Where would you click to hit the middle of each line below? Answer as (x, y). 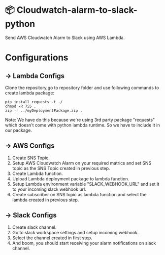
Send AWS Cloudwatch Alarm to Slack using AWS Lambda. (65, 38)
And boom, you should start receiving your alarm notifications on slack (84, 243)
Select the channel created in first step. (52, 238)
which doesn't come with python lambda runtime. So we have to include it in (82, 125)
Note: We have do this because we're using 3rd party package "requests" (80, 120)
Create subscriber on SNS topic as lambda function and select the (79, 194)
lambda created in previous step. (46, 200)
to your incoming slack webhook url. (49, 189)
